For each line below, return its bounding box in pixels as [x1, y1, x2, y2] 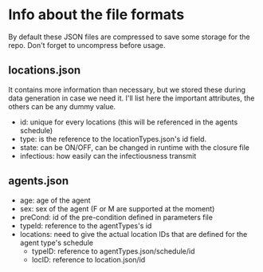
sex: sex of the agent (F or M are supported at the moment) [19, 203, 215, 213]
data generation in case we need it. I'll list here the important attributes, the [8, 93, 255, 103]
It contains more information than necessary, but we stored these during [8, 85, 245, 94]
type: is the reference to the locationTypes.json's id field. [19, 134, 207, 144]
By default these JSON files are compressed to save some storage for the [8, 32, 251, 41]
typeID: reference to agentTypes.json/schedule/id [31, 246, 195, 256]
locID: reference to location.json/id [31, 254, 146, 264]
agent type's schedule [19, 238, 94, 247]
